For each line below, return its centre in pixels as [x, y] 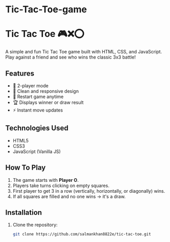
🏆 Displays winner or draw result [48, 102]
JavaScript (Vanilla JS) [37, 151]
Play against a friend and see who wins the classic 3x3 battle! [71, 57]
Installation [24, 212]
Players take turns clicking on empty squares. [61, 185]
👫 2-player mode [31, 85]
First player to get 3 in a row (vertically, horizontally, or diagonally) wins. [89, 191]
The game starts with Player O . [45, 180]
